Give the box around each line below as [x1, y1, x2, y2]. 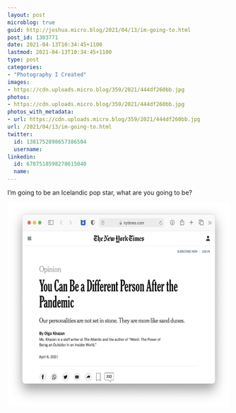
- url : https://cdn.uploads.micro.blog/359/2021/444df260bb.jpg [7, 116, 201, 123]
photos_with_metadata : [7, 108, 74, 116]
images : [7, 78, 30, 86]
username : [13, 146, 42, 153]
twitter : [7, 131, 33, 138]
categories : [7, 64, 42, 71]
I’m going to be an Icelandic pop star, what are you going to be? [7, 188, 193, 197]
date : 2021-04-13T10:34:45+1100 [7, 41, 102, 49]
